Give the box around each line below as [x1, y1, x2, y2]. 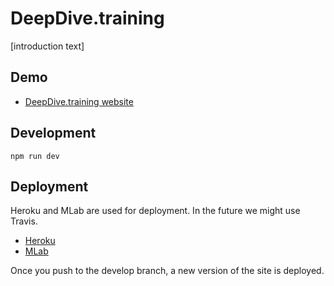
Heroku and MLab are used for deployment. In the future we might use [10, 205, 301, 217]
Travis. [10, 215, 38, 227]
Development [10, 125, 97, 142]
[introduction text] [10, 40, 85, 52]
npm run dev [10, 151, 60, 161]
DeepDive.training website [24, 95, 134, 107]
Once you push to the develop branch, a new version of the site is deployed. [10, 265, 325, 277]
